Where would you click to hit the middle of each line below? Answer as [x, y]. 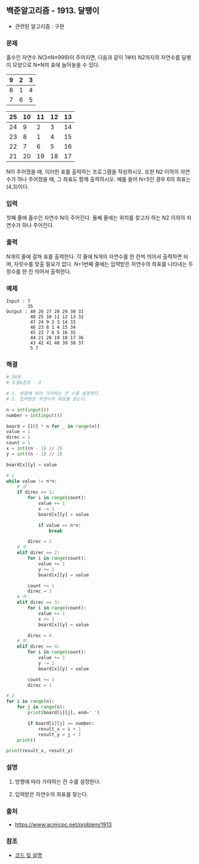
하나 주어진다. [38, 225]
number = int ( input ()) [34, 415]
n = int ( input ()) [28, 410]
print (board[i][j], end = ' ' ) [64, 713]
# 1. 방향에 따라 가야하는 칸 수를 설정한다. [54, 393]
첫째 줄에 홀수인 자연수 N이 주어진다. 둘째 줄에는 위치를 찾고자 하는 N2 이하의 [96, 218]
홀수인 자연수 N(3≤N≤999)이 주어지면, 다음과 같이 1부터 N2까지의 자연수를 [93, 57]
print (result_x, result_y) [40, 751]
